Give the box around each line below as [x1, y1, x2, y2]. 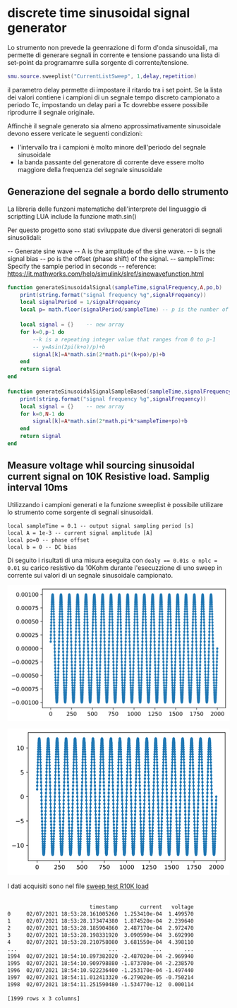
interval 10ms [7, 482, 68, 494]
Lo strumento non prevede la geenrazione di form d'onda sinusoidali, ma [7, 43, 219, 51]
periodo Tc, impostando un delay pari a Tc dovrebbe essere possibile [7, 100, 209, 109]
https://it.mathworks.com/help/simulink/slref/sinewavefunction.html [7, 269, 205, 278]
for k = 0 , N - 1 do [20, 411, 65, 418]
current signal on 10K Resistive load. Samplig [7, 470, 210, 482]
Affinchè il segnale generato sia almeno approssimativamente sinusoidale [7, 121, 221, 130]
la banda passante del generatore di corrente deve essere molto [17, 157, 205, 166]
